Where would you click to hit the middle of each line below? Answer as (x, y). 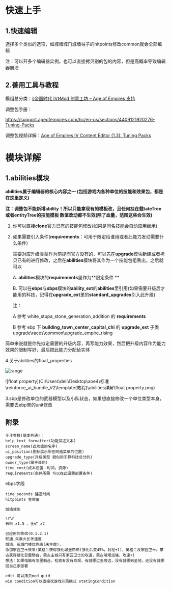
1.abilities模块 (27, 178)
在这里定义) (17, 198)
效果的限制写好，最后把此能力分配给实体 (48, 350)
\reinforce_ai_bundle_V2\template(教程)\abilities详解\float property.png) (80, 387)
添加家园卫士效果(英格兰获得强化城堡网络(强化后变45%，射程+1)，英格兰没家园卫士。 (83, 550)
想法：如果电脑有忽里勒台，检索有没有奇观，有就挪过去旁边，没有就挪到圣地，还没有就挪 (85, 560)
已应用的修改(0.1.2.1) (27, 533)
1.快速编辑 (21, 31)
